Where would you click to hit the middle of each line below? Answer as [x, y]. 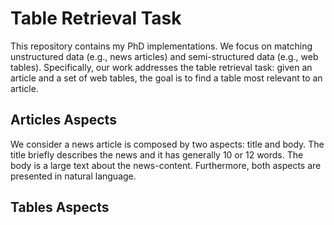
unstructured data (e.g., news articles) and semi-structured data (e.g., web [164, 56]
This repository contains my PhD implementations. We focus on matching [161, 46]
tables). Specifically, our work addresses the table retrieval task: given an [161, 67]
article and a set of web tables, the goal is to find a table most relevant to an [166, 78]
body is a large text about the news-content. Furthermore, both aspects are [166, 165]
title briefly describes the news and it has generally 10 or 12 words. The [157, 154]
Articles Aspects [63, 120]
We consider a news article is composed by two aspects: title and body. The [167, 144]
